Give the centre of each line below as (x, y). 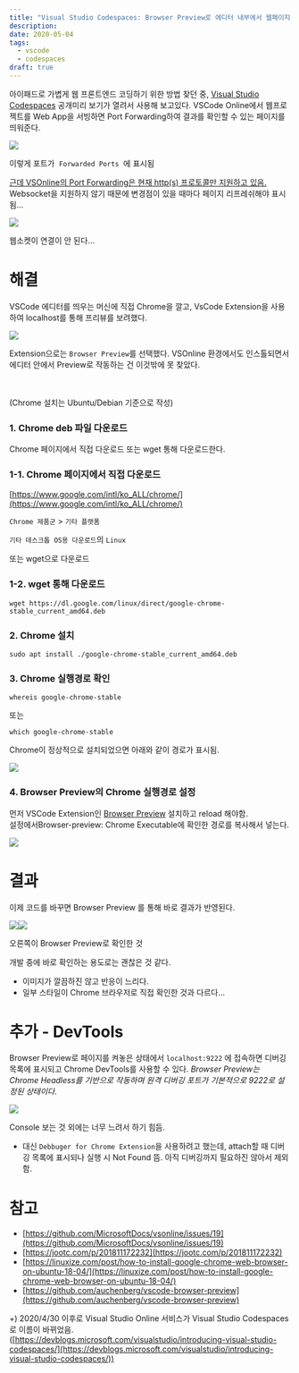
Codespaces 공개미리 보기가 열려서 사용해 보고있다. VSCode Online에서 (137, 105)
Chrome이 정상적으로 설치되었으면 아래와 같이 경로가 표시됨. (115, 750)
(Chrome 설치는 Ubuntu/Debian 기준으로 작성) (91, 403)
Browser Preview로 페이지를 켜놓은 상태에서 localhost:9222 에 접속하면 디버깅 (148, 1058)
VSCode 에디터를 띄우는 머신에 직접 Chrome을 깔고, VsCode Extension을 (139, 306)
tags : (19, 42)
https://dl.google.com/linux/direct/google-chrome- (127, 603)
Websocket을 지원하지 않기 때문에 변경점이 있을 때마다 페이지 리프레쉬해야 (139, 193)
